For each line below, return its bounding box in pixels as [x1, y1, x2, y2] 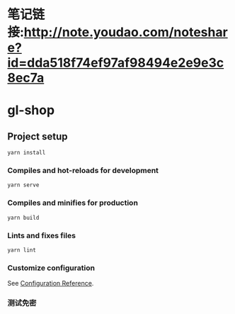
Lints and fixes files [7, 230, 76, 240]
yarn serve [7, 181, 40, 189]
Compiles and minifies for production [7, 198, 138, 208]
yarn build [7, 214, 40, 221]
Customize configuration [7, 263, 96, 273]
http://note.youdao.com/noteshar [23, 24, 228, 40]
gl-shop [7, 102, 55, 118]
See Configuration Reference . [7, 279, 94, 288]
